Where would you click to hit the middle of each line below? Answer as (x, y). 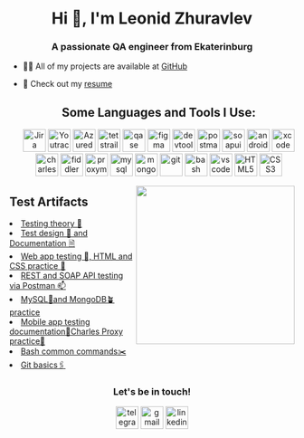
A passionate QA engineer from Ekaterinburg (152, 47)
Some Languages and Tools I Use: (159, 112)
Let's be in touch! (152, 392)
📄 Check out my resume (67, 84)
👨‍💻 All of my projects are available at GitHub (105, 66)
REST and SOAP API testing (72, 276)
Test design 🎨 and (55, 233)
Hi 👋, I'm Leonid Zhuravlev (152, 19)
